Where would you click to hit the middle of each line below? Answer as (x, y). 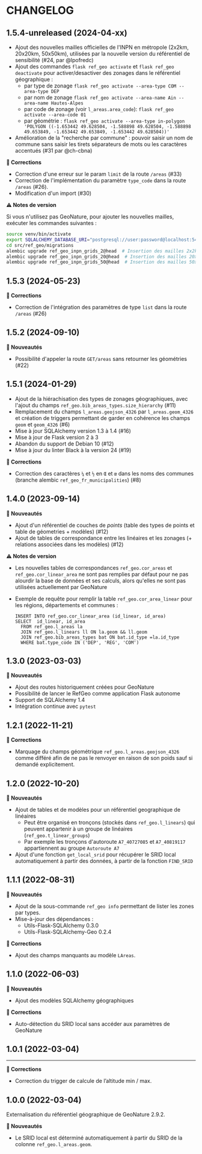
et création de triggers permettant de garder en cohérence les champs (103, 418)
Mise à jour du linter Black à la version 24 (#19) (73, 450)
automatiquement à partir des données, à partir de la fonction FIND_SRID (104, 861)
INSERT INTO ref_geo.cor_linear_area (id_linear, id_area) (90, 616)
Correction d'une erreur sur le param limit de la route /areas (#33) (98, 174)
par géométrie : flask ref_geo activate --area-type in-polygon (104, 121)
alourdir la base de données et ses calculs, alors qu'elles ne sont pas (100, 581)
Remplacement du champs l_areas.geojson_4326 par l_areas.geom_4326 (104, 412)
